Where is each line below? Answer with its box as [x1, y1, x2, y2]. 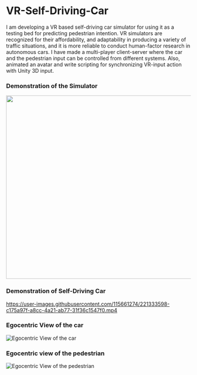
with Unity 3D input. [6, 67, 55, 74]
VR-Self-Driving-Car [6, 4, 108, 18]
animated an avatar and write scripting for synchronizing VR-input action [6, 60, 182, 68]
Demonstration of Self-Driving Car [6, 287, 106, 295]
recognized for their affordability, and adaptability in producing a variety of [6, 36, 186, 43]
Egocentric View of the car [6, 321, 84, 329]
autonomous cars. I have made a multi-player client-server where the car [6, 48, 183, 55]
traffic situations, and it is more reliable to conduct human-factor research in [6, 42, 191, 49]
